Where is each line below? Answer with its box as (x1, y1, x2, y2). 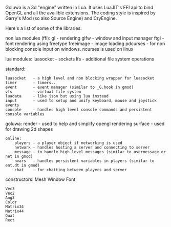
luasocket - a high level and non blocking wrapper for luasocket (5, 76, 155, 81)
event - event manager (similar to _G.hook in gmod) (5, 85, 134, 90)
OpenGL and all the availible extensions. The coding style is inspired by (5, 10, 156, 16)
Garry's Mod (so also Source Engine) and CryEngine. (5, 15, 117, 21)
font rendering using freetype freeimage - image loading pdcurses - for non (5, 40, 165, 47)
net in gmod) (5, 154, 33, 159)
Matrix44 (5, 209, 24, 214)
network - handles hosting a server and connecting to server (14, 145, 150, 150)
